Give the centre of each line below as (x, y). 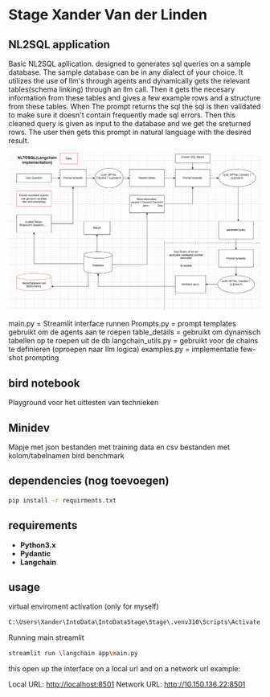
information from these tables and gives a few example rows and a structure (135, 98)
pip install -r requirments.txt (62, 500)
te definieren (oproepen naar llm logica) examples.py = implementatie (124, 349)
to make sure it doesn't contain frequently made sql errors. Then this (122, 115)
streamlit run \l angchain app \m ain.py (73, 654)
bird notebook (44, 383)
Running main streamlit (46, 638)
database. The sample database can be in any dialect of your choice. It (126, 72)
